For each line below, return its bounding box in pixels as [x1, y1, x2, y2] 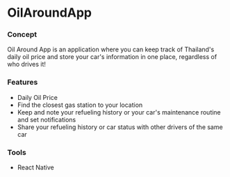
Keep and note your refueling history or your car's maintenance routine [17, 108, 221, 116]
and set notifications [17, 115, 76, 124]
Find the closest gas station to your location [17, 101, 143, 109]
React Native [17, 163, 54, 171]
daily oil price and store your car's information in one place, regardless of [7, 53, 217, 61]
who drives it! [7, 60, 47, 69]
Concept [7, 30, 37, 40]
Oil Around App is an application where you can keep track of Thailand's [7, 45, 215, 53]
